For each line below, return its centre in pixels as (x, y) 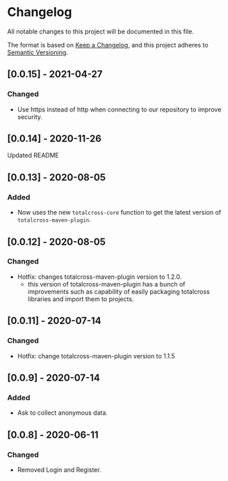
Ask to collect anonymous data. (62, 413)
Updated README (33, 155)
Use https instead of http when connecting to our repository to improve (119, 109)
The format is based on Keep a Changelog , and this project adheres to (108, 45)
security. (30, 116)
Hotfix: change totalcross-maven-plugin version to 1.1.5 (96, 356)
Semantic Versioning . (38, 52)
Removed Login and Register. (59, 469)
